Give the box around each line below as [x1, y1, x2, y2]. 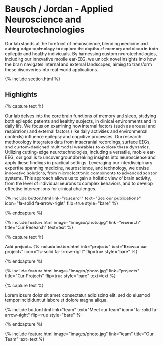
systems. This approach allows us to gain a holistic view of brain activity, [5, 175, 151, 181]
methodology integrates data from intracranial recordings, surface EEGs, [5, 139, 151, 145]
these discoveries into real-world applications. [5, 66, 99, 72]
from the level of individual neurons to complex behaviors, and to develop [5, 180, 153, 186]
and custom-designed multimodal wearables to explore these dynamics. [5, 144, 150, 150]
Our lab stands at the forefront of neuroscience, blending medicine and [5, 40, 148, 46]
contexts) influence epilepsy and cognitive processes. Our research [5, 133, 142, 139]
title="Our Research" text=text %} [5, 224, 73, 230]
